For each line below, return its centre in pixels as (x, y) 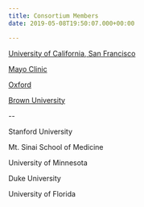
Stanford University (41, 131)
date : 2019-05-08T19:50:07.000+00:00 (72, 23)
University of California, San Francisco (72, 53)
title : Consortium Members (53, 16)
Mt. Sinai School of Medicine (56, 147)
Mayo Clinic (28, 68)
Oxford (20, 85)
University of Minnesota (48, 163)
